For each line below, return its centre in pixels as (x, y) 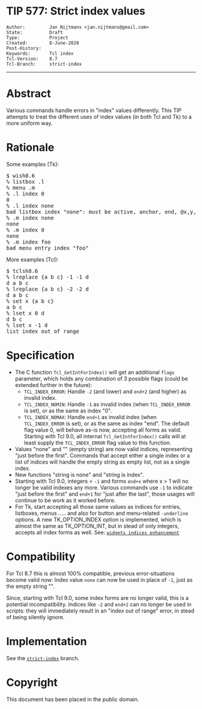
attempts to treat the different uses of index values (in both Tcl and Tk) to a (99, 116)
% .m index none (30, 218)
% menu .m (20, 187)
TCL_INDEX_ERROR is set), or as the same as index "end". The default (107, 423)
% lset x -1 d (27, 325)
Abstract (29, 94)
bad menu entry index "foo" (47, 248)
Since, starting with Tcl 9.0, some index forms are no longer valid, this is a (98, 597)
